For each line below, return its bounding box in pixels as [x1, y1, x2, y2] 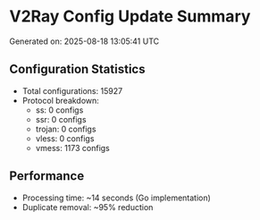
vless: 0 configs [35, 132, 95, 144]
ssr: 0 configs [35, 114, 87, 124]
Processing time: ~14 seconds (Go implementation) [21, 192, 212, 203]
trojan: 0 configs [35, 123, 96, 134]
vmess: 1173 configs [35, 142, 110, 153]
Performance [9, 168, 85, 184]
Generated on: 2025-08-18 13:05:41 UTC [9, 36, 160, 47]
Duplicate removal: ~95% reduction [21, 201, 154, 212]
